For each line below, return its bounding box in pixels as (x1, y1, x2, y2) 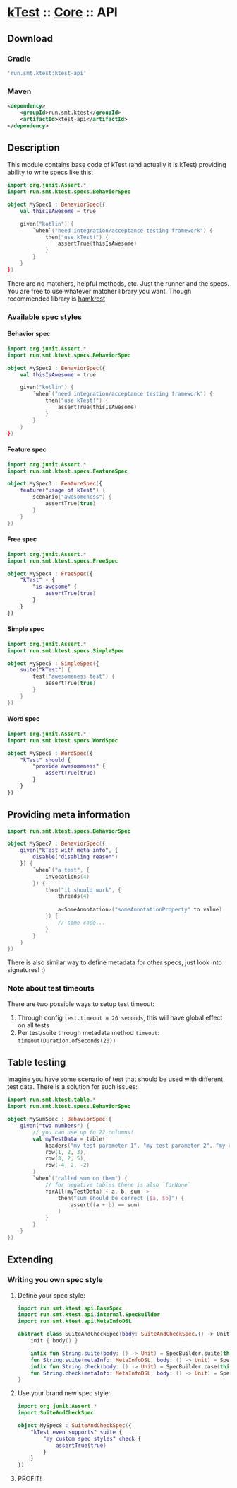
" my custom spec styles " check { (43, 1435, 142, 1442)
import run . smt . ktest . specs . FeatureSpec (7, 468, 128, 475)
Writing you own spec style (7, 1275, 104, 1285)
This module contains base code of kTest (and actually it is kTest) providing (7, 161, 227, 169)
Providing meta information (7, 809, 130, 821)
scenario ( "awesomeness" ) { (32, 493, 112, 501)
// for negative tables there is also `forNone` (44, 1181, 191, 1189)
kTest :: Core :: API (7, 4, 118, 21)
